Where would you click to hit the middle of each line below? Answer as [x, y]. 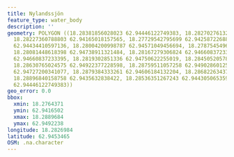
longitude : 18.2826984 [40, 130]
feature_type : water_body [45, 20]
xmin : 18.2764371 [39, 104]
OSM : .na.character [36, 143]
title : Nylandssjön [36, 14]
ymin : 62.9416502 [39, 110]
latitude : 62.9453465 [39, 136]
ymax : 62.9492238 [39, 123]
